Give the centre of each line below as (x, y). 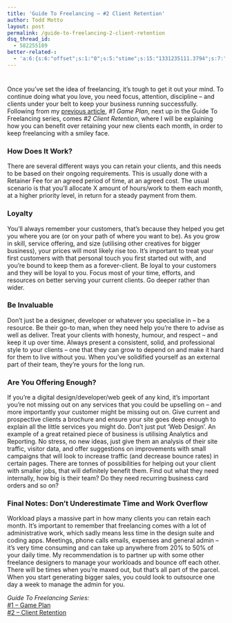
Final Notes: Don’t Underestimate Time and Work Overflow (108, 503)
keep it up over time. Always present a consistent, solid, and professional (111, 342)
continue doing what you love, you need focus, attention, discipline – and (111, 96)
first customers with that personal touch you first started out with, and (107, 258)
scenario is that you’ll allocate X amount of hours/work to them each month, (115, 188)
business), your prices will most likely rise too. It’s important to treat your (110, 250)
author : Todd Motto (35, 20)
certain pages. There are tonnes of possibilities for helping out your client (112, 463)
